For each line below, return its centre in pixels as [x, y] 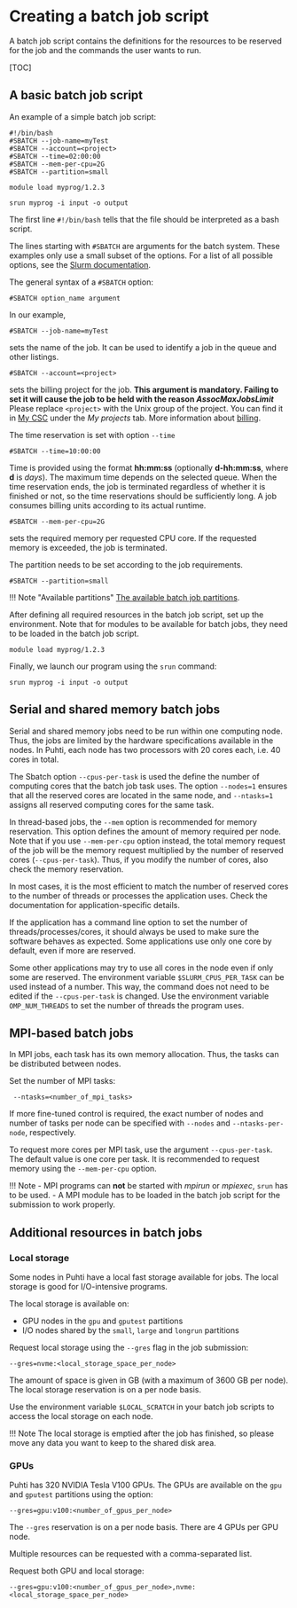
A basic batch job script [76, 95]
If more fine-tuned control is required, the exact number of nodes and [137, 1114]
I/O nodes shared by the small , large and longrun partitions [130, 1330]
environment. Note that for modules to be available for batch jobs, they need [148, 624]
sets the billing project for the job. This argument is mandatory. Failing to [144, 389]
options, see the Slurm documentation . [80, 264]
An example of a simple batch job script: [83, 116]
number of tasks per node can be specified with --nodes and [120, 1123]
